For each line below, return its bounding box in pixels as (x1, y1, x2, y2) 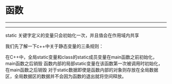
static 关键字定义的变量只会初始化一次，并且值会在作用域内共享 (5, 32, 139, 38)
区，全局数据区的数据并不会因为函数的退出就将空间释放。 (5, 73, 126, 79)
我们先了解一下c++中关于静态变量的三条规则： (5, 43, 104, 49)
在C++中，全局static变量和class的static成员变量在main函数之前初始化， (5, 54, 158, 60)
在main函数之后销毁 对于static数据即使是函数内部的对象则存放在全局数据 (5, 67, 159, 73)
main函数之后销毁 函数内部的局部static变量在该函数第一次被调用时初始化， (5, 60, 163, 67)
